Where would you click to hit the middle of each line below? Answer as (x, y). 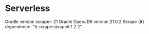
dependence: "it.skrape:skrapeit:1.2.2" (44, 26)
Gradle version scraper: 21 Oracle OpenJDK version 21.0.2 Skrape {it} (75, 22)
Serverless (28, 8)
